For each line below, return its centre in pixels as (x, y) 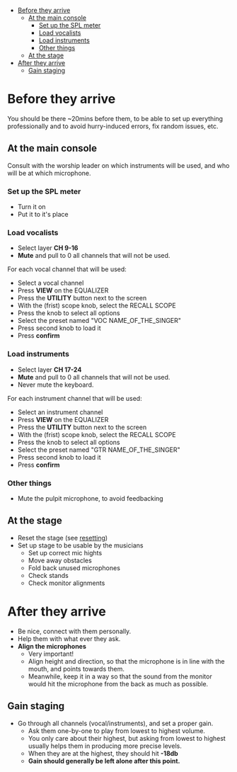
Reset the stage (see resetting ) (63, 538)
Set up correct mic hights (65, 552)
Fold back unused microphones (74, 568)
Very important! (51, 654)
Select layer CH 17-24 (50, 369)
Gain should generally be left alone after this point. (104, 761)
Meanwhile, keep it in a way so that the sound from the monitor (120, 676)
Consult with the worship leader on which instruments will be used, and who (118, 165)
